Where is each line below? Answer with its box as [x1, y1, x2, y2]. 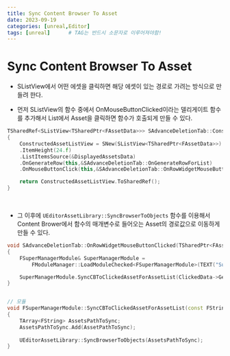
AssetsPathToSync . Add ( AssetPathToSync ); [19, 324, 136, 331]
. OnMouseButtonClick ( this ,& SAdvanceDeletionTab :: [19, 166, 164, 173]
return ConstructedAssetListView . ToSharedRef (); [19, 178, 161, 185]
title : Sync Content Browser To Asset [7, 10, 118, 17]
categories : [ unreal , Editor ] [7, 23, 90, 29]
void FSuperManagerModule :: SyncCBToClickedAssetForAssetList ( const [7, 305, 204, 312]
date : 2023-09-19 [7, 16, 57, 23]
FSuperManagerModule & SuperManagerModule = [19, 254, 146, 261]
